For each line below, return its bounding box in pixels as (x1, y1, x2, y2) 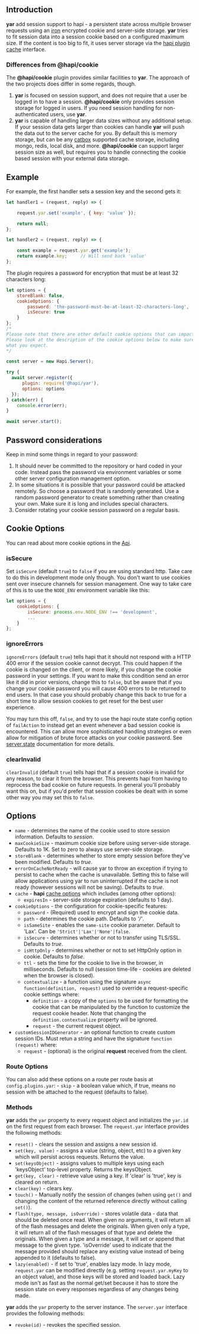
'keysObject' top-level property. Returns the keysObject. (14, 1166, 153, 1173)
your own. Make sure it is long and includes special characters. (14, 500, 169, 507)
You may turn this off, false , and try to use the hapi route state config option (6, 715, 192, 722)
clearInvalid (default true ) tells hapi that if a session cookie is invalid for (6, 768, 185, 776)
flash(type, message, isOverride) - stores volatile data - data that (14, 1210, 179, 1217)
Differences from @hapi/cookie (6, 61, 99, 69)
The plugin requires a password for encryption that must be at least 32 (6, 269, 179, 277)
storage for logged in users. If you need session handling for (14, 104, 163, 112)
